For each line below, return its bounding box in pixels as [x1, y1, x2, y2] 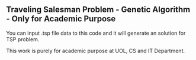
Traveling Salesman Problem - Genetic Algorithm [6, 5, 191, 15]
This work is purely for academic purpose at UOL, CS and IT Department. [6, 47, 185, 54]
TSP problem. [6, 35, 40, 43]
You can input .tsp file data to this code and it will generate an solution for [6, 29, 186, 36]
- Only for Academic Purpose [6, 14, 116, 24]
